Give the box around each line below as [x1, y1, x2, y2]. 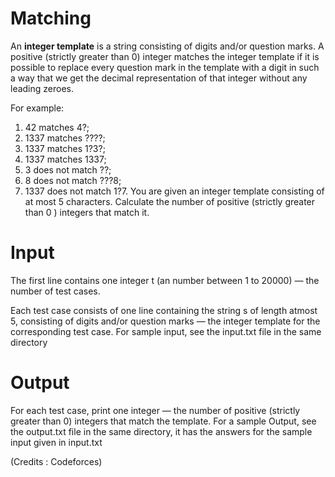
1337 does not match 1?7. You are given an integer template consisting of [24, 185, 325, 197]
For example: [10, 102, 65, 114]
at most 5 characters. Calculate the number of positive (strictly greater [24, 195, 316, 207]
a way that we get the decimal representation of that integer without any [10, 72, 308, 84]
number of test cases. [10, 285, 101, 297]
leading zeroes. [10, 82, 75, 94]
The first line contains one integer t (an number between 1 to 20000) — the [10, 274, 320, 286]
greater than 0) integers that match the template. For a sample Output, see [10, 415, 317, 427]
